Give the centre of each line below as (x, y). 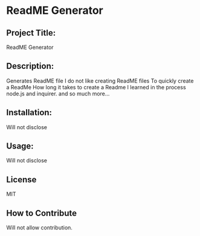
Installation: (29, 113)
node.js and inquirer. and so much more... (58, 94)
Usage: (20, 146)
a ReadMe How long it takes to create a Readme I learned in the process (96, 87)
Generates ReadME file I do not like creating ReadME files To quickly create (100, 81)
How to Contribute (42, 213)
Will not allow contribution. (39, 228)
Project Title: (31, 33)
